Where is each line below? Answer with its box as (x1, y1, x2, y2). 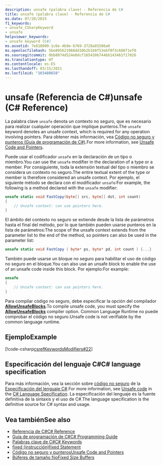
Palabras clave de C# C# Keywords (12, 439, 82, 445)
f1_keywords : (5, 21, 32, 26)
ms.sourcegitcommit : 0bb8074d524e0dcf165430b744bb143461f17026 (5, 52, 137, 58)
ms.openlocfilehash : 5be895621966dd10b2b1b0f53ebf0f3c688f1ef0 (5, 48, 137, 53)
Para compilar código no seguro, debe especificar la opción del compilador (5, 298, 157, 304)
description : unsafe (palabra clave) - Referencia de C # (5, 7, 123, 12)
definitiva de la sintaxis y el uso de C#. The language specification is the (5, 396, 149, 402)
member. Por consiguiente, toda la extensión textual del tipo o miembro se (5, 164, 155, 170)
